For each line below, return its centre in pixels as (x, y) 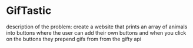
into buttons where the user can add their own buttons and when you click (96, 32)
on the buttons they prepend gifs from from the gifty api (74, 39)
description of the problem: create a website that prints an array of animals (97, 27)
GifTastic (29, 11)
